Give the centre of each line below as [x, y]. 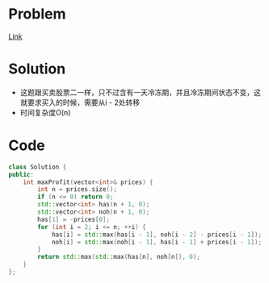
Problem [37, 14]
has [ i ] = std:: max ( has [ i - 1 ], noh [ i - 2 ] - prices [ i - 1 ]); [157, 235]
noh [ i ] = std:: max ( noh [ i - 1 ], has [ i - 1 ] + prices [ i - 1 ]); [157, 242]
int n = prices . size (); [77, 189]
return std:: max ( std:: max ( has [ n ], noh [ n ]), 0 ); [119, 257]
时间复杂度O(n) [45, 112]
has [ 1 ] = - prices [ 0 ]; [74, 219]
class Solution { [38, 167]
